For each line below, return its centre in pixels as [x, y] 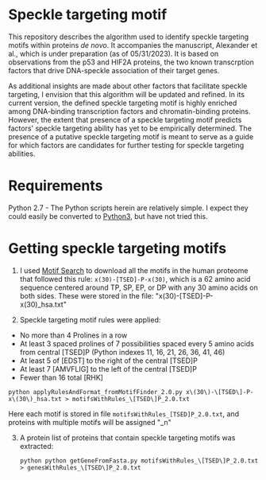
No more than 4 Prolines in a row [73, 335]
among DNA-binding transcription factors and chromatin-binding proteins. [130, 111]
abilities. [22, 154]
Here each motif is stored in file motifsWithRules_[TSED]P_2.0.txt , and [124, 414]
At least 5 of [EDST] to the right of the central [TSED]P [109, 361]
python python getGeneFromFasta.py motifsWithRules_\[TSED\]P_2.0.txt [139, 460]
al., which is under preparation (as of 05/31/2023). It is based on [114, 53]
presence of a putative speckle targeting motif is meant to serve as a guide [131, 136]
